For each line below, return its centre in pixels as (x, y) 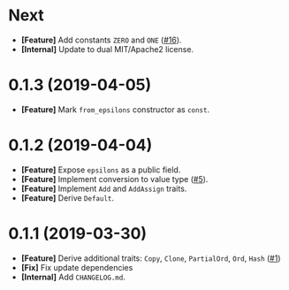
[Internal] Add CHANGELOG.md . (73, 277)
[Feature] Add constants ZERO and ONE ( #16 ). (101, 40)
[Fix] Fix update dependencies (77, 267)
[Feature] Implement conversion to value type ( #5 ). (114, 179)
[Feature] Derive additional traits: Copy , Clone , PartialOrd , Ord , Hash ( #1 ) (151, 258)
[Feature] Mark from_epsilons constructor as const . (115, 109)
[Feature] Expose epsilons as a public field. (101, 170)
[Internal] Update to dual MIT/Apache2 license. (107, 49)
